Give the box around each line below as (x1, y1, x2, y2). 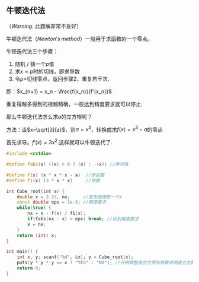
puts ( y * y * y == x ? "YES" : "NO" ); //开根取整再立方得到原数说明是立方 (17, 260, 191, 266)
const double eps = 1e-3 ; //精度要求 (17, 199, 107, 205)
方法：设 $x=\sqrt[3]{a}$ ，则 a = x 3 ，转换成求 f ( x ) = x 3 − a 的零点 (6, 125, 163, 133)
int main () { (6, 249, 38, 255)
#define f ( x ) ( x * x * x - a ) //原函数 (6, 172, 105, 178)
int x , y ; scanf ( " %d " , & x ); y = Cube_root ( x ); (17, 254, 134, 260)
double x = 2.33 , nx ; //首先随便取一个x (17, 194, 123, 200)
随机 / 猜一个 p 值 (14, 60, 54, 67)
